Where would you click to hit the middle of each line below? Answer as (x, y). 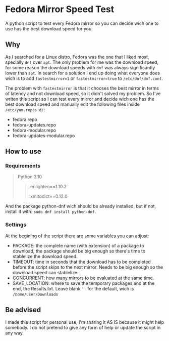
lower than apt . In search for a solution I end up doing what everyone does (83, 73)
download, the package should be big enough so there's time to (79, 251)
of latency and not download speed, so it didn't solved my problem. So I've (83, 93)
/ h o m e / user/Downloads (35, 294)
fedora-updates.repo (34, 124)
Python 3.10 (30, 177)
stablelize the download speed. (45, 256)
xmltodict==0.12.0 (49, 196)
